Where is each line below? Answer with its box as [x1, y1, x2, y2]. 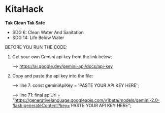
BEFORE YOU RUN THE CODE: [5, 44, 67, 50]
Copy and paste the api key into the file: [12, 73, 94, 78]
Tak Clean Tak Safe [5, 20, 45, 26]
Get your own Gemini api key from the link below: [12, 53, 112, 60]
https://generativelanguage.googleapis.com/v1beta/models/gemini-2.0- [14, 97, 160, 103]
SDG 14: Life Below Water [12, 35, 65, 40]
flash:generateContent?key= [12, 102, 70, 108]
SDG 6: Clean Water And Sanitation [12, 29, 84, 35]
